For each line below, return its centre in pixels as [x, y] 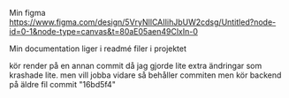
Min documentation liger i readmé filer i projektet [98, 49]
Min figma [27, 13]
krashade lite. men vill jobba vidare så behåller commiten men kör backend [145, 75]
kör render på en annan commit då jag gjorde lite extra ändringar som [136, 66]
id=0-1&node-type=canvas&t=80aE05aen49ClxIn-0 [104, 31]
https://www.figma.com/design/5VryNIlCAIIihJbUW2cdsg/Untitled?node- [143, 22]
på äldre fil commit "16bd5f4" [63, 84]
